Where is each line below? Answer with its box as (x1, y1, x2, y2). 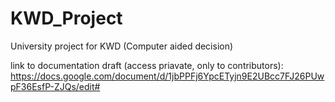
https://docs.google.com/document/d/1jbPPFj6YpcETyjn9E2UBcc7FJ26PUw (10, 70, 325, 82)
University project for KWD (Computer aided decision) (10, 40, 234, 52)
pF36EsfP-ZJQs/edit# (10, 80, 101, 92)
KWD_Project (10, 7, 123, 30)
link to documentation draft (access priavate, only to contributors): (10, 59, 284, 71)
